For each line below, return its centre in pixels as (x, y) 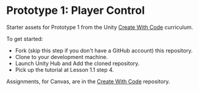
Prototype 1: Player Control (75, 11)
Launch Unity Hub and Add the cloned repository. (77, 63)
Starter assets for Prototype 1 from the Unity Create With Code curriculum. (100, 27)
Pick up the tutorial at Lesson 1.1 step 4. (65, 69)
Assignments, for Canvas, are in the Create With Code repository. (88, 81)
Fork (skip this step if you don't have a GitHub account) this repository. (104, 50)
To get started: (25, 39)
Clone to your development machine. (61, 57)
